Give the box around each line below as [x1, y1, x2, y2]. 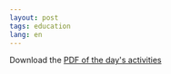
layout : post [9, 13, 59, 23]
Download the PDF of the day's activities [9, 55, 162, 66]
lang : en [9, 30, 43, 39]
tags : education [9, 22, 71, 31]
